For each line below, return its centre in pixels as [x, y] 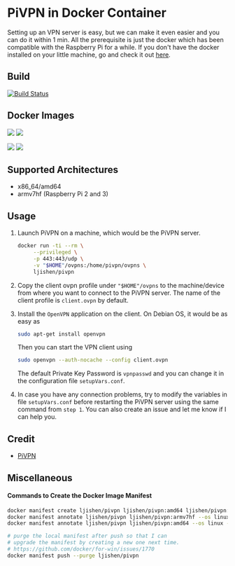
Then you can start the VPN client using [75, 347]
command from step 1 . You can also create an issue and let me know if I [122, 409]
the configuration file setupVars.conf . [71, 381]
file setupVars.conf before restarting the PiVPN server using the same [118, 402]
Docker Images [41, 116]
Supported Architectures [63, 170]
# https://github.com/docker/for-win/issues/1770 [81, 549]
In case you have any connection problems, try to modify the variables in [122, 394]
